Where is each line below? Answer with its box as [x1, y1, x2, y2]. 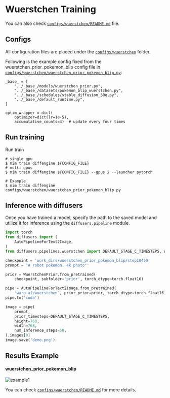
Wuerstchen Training [5, 4, 96, 15]
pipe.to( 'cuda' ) [5, 295, 39, 300]
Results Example [5, 352, 59, 360]
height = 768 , [14, 319, 39, 324]
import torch [5, 230, 33, 235]
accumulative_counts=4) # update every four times [14, 119, 125, 124]
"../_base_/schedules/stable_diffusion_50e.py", [14, 93, 119, 98]
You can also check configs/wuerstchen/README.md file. [5, 20, 120, 26]
